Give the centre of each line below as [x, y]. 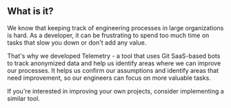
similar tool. [23, 98]
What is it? [30, 11]
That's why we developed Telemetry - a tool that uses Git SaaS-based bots [114, 56]
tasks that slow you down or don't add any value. [77, 42]
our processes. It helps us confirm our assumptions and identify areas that [113, 70]
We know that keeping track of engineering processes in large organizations [115, 28]
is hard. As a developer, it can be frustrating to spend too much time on [108, 35]
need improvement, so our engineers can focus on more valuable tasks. [109, 78]
